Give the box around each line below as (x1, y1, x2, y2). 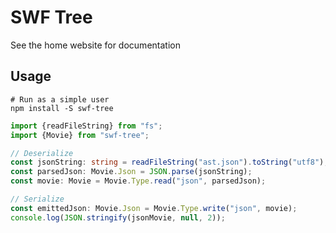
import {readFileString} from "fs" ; (10, 121, 163, 131)
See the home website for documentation (10, 39, 181, 51)
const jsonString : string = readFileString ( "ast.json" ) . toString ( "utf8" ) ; (10, 157, 329, 168)
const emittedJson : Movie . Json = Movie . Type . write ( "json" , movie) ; (10, 203, 298, 213)
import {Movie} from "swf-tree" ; (10, 130, 150, 140)
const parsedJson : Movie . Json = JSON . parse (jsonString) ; (10, 167, 253, 177)
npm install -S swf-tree (10, 103, 114, 113)
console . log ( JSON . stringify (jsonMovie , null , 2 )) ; (10, 212, 226, 223)
